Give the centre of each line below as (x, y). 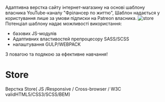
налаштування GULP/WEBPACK (47, 44)
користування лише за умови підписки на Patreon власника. (71, 18)
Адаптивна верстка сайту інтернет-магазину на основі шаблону (75, 7)
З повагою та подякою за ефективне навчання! (57, 54)
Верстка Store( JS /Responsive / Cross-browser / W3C (63, 89)
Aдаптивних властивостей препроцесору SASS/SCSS (71, 39)
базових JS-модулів (35, 33)
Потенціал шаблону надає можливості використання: (64, 23)
